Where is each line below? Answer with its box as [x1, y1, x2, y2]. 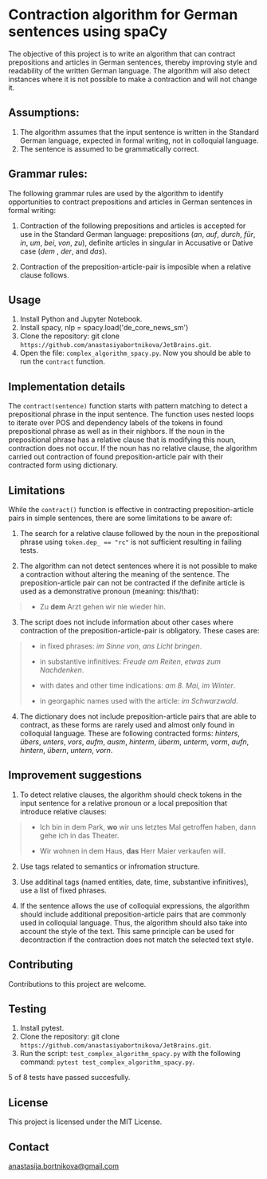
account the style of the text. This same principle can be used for [19, 926, 235, 936]
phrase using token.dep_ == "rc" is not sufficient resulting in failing [19, 537, 241, 546]
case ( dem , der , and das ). [19, 246, 108, 256]
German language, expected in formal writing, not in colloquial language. [19, 136, 259, 145]
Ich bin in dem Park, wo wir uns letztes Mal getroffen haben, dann [39, 822, 257, 831]
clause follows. [19, 270, 69, 280]
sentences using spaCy [8, 22, 168, 41]
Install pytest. [19, 1023, 65, 1033]
